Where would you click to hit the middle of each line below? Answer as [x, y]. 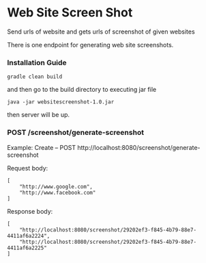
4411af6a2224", [29, 236]
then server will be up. [39, 115]
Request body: [28, 168]
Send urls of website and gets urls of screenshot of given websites [101, 32]
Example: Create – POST [42, 147]
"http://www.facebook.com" [58, 192]
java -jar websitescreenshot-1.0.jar [61, 102]
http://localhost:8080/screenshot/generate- [139, 147]
